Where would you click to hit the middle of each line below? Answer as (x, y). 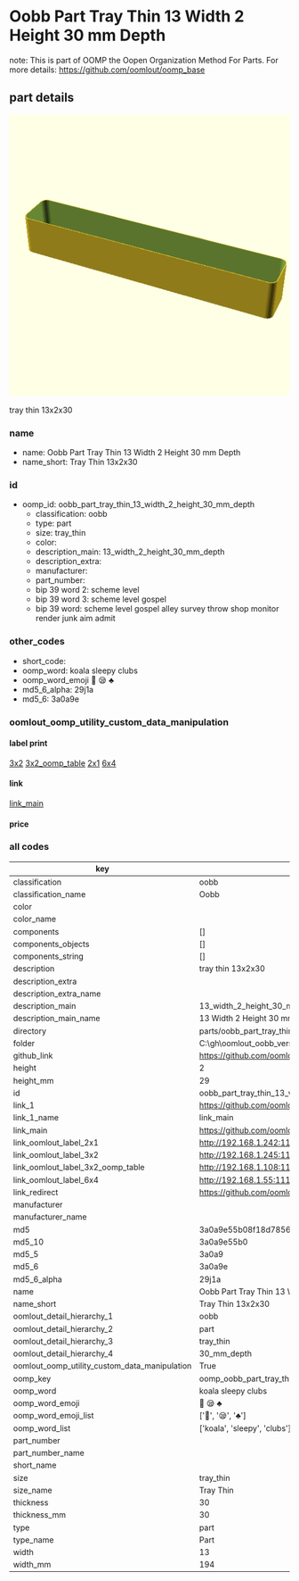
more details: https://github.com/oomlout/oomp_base (107, 70)
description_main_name (57, 1019)
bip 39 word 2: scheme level (87, 590)
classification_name (49, 894)
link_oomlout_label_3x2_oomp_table (79, 1168)
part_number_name (48, 1453)
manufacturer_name (50, 1217)
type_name (33, 1539)
